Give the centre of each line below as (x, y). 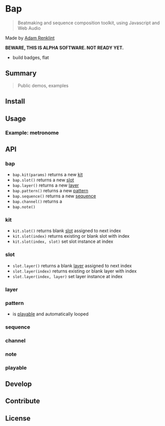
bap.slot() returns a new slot (43, 180)
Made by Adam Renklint (30, 38)
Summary (21, 73)
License (18, 418)
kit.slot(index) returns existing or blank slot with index (71, 236)
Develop (18, 384)
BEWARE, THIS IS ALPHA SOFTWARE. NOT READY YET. (65, 47)
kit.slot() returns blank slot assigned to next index (67, 231)
